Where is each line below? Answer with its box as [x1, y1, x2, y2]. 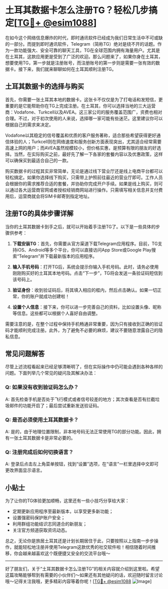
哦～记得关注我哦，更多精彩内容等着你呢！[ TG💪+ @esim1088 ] [5, 578, 152, 584]
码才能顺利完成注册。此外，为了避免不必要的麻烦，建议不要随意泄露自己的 [5, 327, 158, 333]
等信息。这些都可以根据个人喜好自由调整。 [12, 310, 100, 316]
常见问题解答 [5, 349, 45, 358]
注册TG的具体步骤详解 [5, 209, 74, 218]
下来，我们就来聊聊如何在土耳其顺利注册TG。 [22, 66, 116, 72]
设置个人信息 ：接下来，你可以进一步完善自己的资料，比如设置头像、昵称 [12, 304, 161, 310]
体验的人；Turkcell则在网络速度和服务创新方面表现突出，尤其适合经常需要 [9, 139, 162, 145]
